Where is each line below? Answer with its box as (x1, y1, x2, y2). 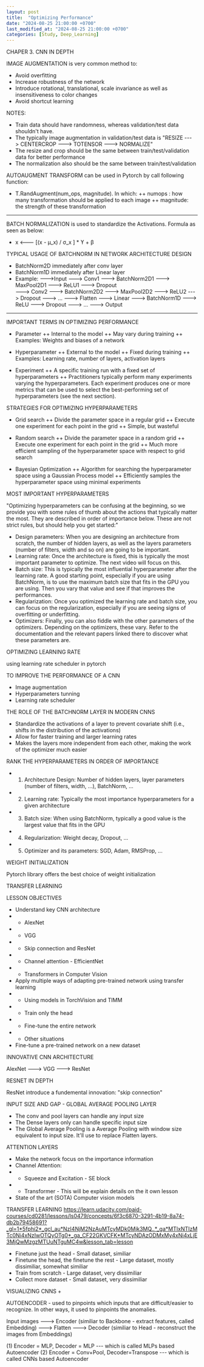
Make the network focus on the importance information (15, 1155, 154, 1163)
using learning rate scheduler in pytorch (6, 660, 106, 668)
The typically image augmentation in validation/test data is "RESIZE (15, 134, 183, 142)
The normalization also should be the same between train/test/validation (15, 160, 196, 167)
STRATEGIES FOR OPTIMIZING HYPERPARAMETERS (6, 404, 138, 412)
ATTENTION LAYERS (6, 1144, 58, 1151)
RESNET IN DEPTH (6, 1077, 53, 1084)
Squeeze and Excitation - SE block (24, 1175, 110, 1182)
